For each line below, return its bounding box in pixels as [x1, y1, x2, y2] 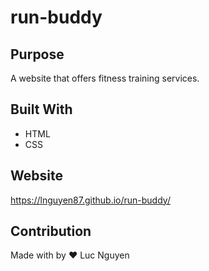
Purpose [10, 46, 65, 63]
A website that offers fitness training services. [10, 72, 200, 84]
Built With [10, 101, 73, 118]
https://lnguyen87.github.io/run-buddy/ [10, 194, 171, 206]
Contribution [10, 223, 92, 240]
